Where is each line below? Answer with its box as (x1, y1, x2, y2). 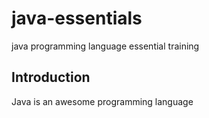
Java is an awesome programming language (11, 95, 194, 107)
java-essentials (11, 7, 143, 30)
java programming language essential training (11, 40, 200, 52)
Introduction (11, 69, 91, 86)
